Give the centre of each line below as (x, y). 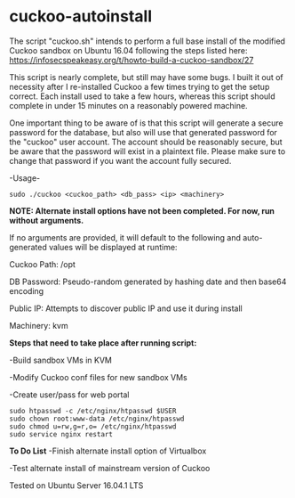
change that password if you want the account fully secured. (120, 160)
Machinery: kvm (39, 325)
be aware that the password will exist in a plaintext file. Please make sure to (147, 151)
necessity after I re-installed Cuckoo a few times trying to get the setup (140, 86)
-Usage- (25, 178)
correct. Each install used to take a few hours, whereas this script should (142, 96)
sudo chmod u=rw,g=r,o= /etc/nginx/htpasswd (93, 426)
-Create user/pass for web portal (69, 395)
